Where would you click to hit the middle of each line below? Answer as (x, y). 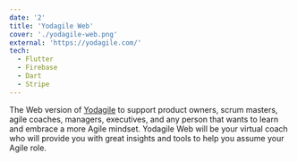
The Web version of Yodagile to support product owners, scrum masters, (144, 109)
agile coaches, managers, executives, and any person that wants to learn (144, 119)
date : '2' (28, 17)
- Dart (30, 76)
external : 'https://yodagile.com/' (76, 43)
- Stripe (34, 84)
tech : (19, 51)
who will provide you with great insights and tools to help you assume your (147, 138)
